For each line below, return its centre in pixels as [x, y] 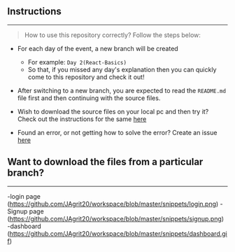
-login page [24, 196]
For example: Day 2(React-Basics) [77, 62]
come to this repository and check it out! [86, 77]
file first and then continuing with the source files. [89, 98]
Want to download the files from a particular [105, 162]
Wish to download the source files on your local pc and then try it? [113, 111]
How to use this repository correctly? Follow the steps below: [113, 35]
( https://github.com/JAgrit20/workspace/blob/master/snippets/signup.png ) [116, 218]
